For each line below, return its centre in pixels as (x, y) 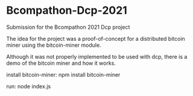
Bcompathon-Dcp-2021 (67, 10)
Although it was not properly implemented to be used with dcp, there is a (97, 56)
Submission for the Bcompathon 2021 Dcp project (68, 27)
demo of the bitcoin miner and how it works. (61, 63)
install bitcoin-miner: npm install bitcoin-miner (63, 74)
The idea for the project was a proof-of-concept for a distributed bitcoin (96, 38)
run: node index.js (29, 86)
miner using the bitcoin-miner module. (54, 45)
